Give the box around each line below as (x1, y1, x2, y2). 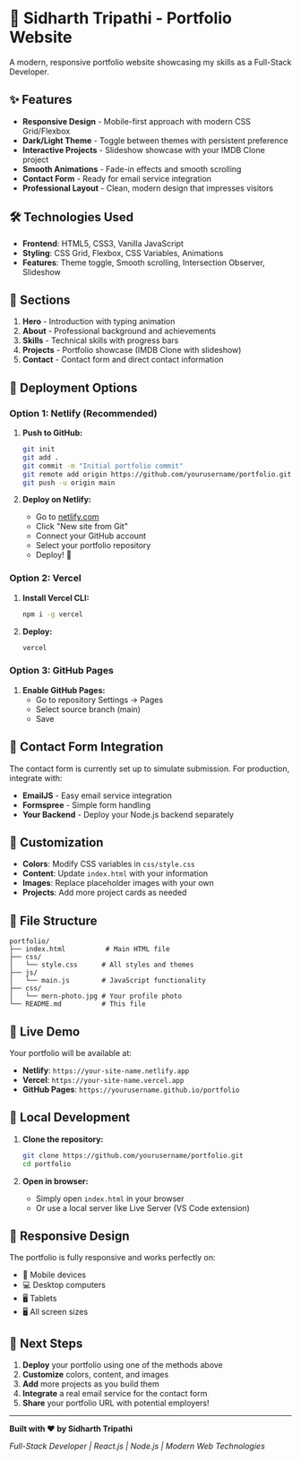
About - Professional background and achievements (21, 326, 217, 337)
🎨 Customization (9, 835, 104, 850)
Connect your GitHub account (35, 530, 146, 541)
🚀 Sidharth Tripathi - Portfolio (9, 8, 233, 29)
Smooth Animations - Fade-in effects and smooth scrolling (21, 163, 242, 174)
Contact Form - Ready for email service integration (21, 173, 212, 184)
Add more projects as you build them (21, 1378, 159, 1389)
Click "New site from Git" (35, 521, 128, 532)
